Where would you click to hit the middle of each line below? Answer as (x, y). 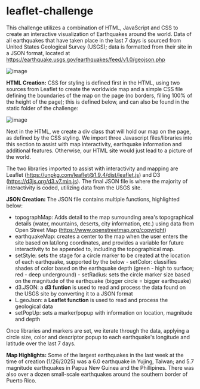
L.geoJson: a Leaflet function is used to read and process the (91, 300)
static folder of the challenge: (42, 108)
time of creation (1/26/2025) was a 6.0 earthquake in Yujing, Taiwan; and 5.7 (100, 361)
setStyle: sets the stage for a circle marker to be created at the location (102, 255)
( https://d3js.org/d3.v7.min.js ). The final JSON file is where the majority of (97, 181)
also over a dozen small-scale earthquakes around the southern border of (97, 374)
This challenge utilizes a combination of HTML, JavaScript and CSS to (92, 28)
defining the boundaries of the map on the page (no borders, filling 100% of (99, 95)
